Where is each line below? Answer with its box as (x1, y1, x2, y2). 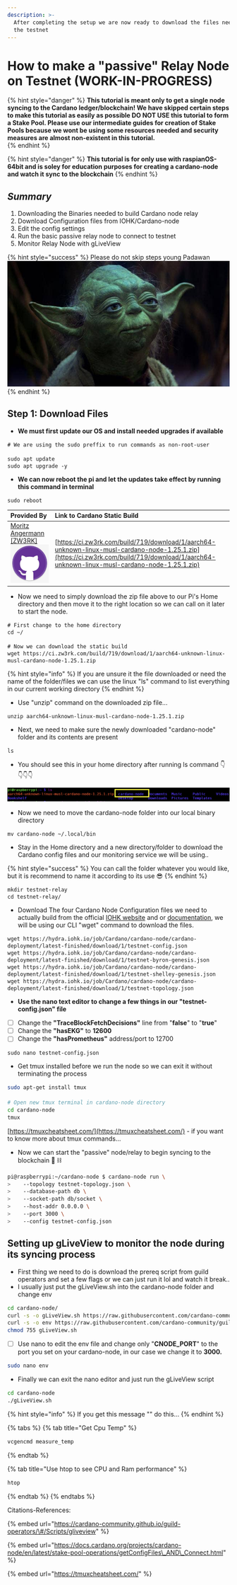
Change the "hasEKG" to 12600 (17, 1027, 112, 1035)
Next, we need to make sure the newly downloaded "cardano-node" (17, 725, 217, 734)
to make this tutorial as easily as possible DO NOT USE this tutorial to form (7, 111, 229, 120)
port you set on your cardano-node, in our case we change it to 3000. (17, 1348, 222, 1356)
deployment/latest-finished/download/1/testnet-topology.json (7, 985, 194, 992)
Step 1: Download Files (7, 408, 109, 420)
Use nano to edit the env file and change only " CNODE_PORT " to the (17, 1339, 219, 1348)
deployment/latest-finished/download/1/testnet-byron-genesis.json (7, 957, 210, 964)
